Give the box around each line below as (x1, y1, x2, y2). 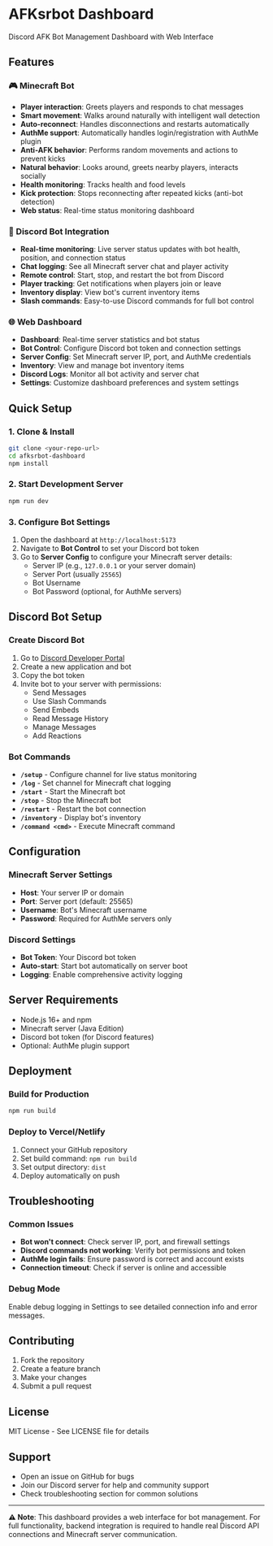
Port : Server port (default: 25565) (19, 896, 134, 906)
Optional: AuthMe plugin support (19, 1040, 130, 1050)
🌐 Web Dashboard (8, 316, 83, 328)
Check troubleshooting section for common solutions (19, 1489, 199, 1499)
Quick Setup (8, 402, 72, 415)
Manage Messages (32, 722, 97, 732)
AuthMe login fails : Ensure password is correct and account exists (19, 1254, 245, 1264)
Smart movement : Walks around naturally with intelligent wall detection (19, 111, 260, 120)
